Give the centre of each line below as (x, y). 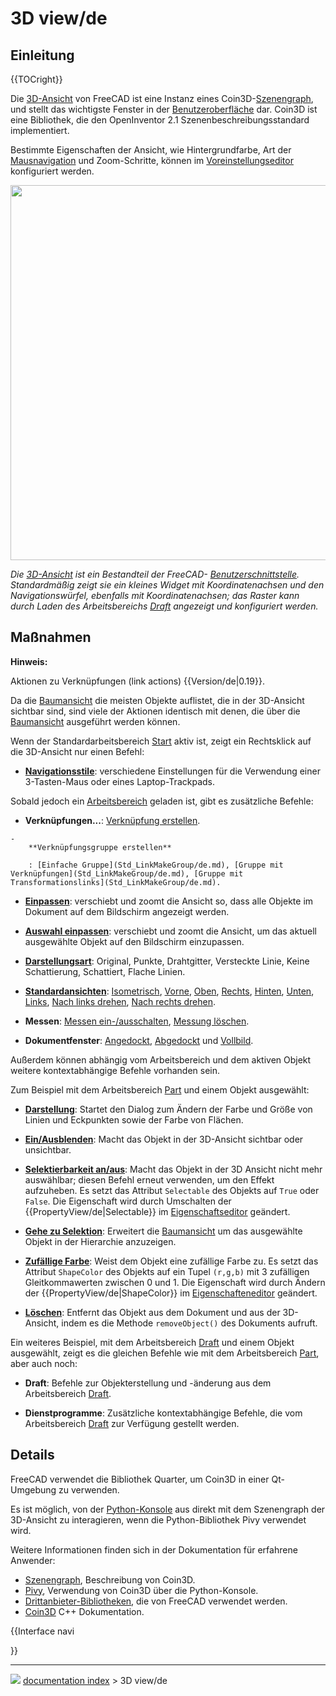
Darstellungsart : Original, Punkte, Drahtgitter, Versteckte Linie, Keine (167, 961)
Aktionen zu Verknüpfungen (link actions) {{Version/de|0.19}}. (137, 681)
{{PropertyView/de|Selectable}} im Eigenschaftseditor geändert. (157, 1211)
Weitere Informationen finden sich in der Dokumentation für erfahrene (154, 1549)
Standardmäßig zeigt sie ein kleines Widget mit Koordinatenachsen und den (167, 585)
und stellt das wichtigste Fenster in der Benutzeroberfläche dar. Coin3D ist (164, 109)
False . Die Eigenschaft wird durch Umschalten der (128, 1201)
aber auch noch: (44, 1363)
